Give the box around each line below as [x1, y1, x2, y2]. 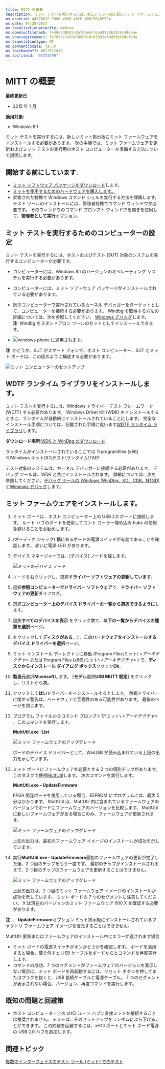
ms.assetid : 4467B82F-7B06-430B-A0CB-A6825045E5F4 [5, 16, 111, 21]
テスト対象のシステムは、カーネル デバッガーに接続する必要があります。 [5, 465, 152, 471]
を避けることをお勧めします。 [12, 525, 73, 532]
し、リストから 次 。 [12, 680, 52, 685]
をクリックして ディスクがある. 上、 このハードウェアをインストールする [12, 634, 157, 640]
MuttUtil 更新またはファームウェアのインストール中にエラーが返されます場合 [5, 933, 160, 939]
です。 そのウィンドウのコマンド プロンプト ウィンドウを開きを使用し [17, 207, 158, 213]
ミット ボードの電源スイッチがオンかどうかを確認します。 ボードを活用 [12, 943, 157, 949]
